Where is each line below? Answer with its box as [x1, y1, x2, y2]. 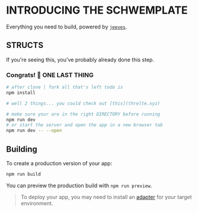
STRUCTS [6, 40, 43, 50]
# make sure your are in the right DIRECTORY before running [6, 111, 161, 117]
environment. [20, 200, 53, 207]
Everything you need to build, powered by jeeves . [6, 23, 127, 30]
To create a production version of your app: [6, 159, 113, 166]
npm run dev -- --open [6, 128, 62, 134]
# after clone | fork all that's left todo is [6, 84, 123, 91]
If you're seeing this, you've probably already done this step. [6, 56, 154, 63]
